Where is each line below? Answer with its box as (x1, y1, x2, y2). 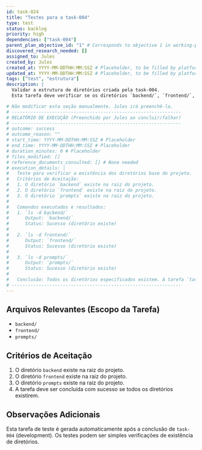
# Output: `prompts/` (6, 260, 74, 266)
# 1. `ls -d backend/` (6, 210, 69, 216)
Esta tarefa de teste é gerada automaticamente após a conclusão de (6, 425, 176, 433)
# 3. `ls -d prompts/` (6, 254, 69, 260)
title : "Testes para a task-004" (6, 14, 90, 20)
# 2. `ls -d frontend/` (6, 232, 71, 238)
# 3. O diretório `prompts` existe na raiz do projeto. (6, 193, 155, 199)
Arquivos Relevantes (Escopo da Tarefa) (6, 305, 161, 315)
